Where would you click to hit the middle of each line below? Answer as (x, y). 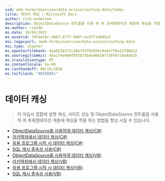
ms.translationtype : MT (29, 60)
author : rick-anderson (28, 19)
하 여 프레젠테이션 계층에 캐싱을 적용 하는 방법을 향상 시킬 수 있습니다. (84, 120)
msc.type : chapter (24, 46)
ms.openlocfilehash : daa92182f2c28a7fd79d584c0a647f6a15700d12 (71, 51)
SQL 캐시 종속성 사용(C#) (37, 149)
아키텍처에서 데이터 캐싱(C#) (40, 137)
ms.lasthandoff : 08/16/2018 (34, 69)
